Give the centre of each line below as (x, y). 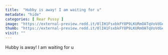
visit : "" (15, 33)
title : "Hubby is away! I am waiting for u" (53, 10)
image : (12, 24)
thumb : (12, 28)
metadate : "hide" (23, 14)
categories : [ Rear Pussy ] (34, 19)
